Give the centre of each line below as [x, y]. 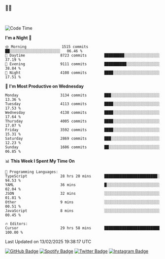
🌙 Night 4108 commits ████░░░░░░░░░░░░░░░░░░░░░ [82, 73]
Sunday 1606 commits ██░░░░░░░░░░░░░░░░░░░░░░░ [82, 147]
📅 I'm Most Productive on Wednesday [44, 86]
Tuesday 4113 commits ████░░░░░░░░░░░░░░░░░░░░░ [82, 104]
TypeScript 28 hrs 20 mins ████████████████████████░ [82, 176]
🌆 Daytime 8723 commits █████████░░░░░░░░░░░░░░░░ [82, 56]
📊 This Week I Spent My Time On [40, 161]
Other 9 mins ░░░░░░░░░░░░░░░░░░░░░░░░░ [82, 202]
